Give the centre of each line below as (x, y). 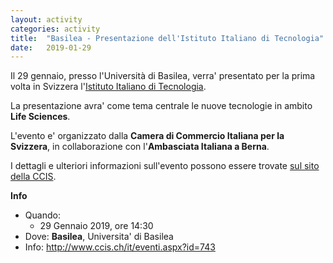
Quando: (42, 215)
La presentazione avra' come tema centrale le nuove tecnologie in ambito (161, 106)
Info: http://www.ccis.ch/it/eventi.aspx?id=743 (120, 247)
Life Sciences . (40, 117)
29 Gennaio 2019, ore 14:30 (96, 226)
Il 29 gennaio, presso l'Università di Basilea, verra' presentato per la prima (163, 76)
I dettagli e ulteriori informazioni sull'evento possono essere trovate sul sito (165, 166)
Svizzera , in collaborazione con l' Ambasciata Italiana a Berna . (140, 147)
